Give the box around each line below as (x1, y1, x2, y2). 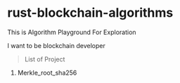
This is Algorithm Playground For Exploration (7, 28, 136, 36)
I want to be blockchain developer (7, 41, 105, 50)
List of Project (24, 54, 65, 63)
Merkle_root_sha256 (17, 68, 77, 77)
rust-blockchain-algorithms (7, 5, 174, 21)
